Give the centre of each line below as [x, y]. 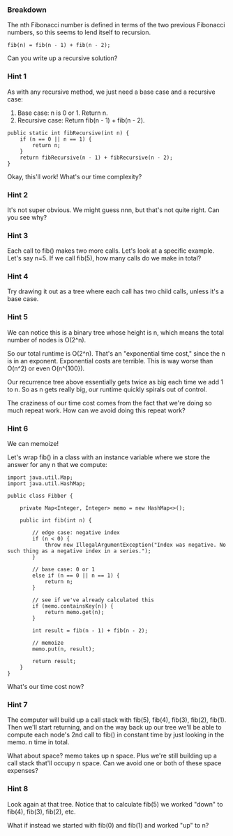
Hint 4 [18, 277]
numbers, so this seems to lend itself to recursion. [79, 32]
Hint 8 [18, 789]
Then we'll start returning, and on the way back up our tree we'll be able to [114, 727]
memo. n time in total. [38, 742]
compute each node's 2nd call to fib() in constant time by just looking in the [116, 735]
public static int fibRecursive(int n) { [68, 133]
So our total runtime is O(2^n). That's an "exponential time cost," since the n [116, 353]
